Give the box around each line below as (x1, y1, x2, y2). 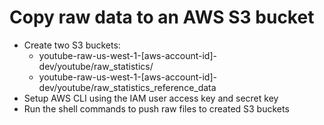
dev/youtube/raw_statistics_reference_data (38, 81, 217, 93)
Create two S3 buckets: (23, 39, 121, 51)
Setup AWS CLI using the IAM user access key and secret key (23, 92, 279, 104)
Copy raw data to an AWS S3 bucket (9, 6, 315, 29)
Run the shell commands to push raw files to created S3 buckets (23, 102, 290, 115)
